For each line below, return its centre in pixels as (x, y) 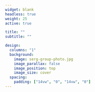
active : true (18, 23)
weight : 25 (16, 19)
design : (13, 46)
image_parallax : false (37, 64)
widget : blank (20, 10)
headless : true (21, 14)
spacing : (18, 77)
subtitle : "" (18, 37)
